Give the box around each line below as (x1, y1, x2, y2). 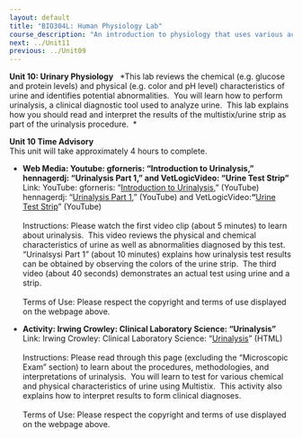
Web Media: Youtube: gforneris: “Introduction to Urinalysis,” (22, 163, 254, 174)
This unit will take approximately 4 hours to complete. (9, 145, 208, 157)
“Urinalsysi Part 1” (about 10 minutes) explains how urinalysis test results (22, 249, 292, 260)
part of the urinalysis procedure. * (9, 118, 138, 130)
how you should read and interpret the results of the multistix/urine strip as (9, 109, 287, 120)
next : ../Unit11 (9, 38, 70, 48)
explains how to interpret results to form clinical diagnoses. (22, 390, 242, 401)
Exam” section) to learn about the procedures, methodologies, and (22, 362, 270, 372)
